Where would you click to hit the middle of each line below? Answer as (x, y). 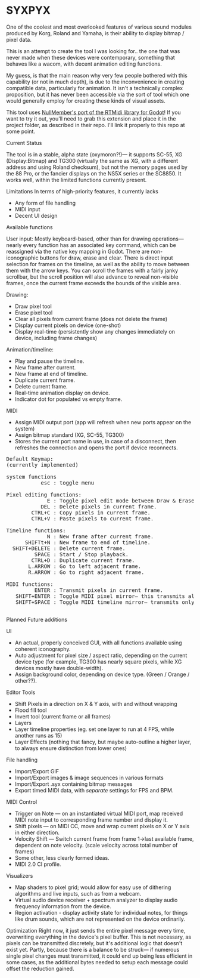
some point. (21, 131)
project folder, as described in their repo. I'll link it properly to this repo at (96, 125)
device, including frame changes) (56, 338)
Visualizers (20, 875)
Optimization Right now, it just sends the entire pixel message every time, (96, 930)
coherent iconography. (43, 649)
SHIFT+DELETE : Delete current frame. (69, 548)
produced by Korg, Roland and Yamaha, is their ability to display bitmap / (95, 33)
